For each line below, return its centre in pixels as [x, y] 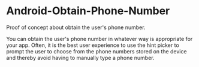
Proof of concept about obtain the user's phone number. [76, 27]
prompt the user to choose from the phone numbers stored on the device [97, 51]
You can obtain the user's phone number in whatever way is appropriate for [99, 39]
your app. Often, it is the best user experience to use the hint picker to [93, 45]
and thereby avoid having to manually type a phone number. [80, 58]
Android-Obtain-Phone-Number [88, 11]
